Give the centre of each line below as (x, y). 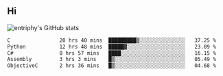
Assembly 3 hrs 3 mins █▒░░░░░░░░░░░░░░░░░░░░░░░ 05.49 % (111, 60)
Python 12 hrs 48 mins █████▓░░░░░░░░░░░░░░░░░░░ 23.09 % (111, 47)
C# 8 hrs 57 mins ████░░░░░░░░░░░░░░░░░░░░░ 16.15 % (111, 53)
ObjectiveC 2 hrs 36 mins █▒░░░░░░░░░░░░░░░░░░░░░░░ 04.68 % (111, 66)
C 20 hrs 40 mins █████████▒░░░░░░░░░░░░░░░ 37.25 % (111, 40)
